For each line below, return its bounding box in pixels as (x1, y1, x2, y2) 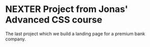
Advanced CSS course (5, 14, 103, 25)
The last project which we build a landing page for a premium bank (5, 30, 145, 36)
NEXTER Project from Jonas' (5, 3, 128, 15)
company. (5, 36, 26, 42)
